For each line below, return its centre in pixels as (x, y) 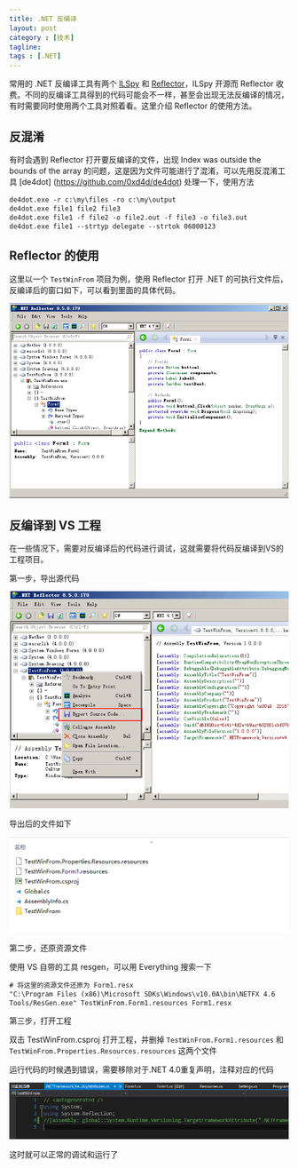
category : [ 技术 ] (42, 37)
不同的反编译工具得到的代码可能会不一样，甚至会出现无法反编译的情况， (157, 95)
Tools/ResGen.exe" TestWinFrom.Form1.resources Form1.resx (121, 1004)
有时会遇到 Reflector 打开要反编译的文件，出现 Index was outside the (135, 159)
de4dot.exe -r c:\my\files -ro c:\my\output (93, 200)
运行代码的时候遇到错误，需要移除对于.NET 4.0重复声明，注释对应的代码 (142, 1069)
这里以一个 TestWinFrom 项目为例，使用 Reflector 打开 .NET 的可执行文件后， (149, 279)
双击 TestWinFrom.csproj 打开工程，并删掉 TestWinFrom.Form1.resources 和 (146, 1040)
